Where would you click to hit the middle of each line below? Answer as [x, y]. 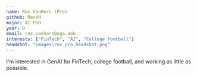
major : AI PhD [24, 23]
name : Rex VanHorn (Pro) [37, 12]
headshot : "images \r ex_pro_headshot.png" [58, 45]
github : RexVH [24, 17]
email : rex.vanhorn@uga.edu [41, 34]
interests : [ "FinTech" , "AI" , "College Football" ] [70, 39]
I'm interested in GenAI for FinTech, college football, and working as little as [99, 61]
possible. [17, 68]
